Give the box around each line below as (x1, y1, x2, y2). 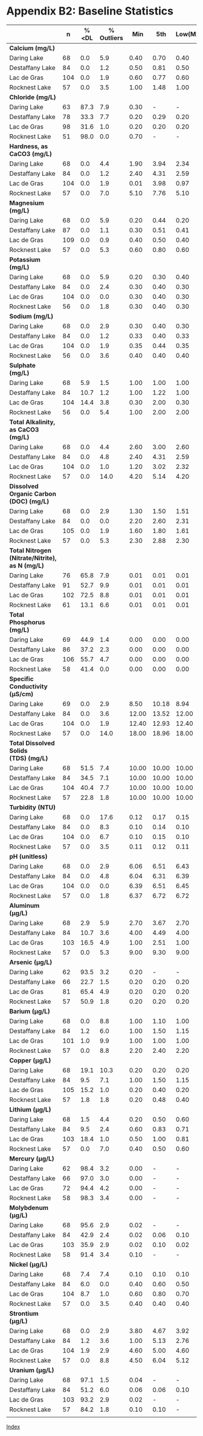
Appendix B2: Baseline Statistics (6, 4, 174, 18)
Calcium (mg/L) (9, 44, 56, 52)
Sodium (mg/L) (9, 312, 54, 320)
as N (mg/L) (9, 561, 44, 569)
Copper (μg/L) (9, 1056, 51, 1064)
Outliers (99, 33, 124, 42)
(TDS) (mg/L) (9, 754, 48, 762)
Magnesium (9, 198, 44, 207)
